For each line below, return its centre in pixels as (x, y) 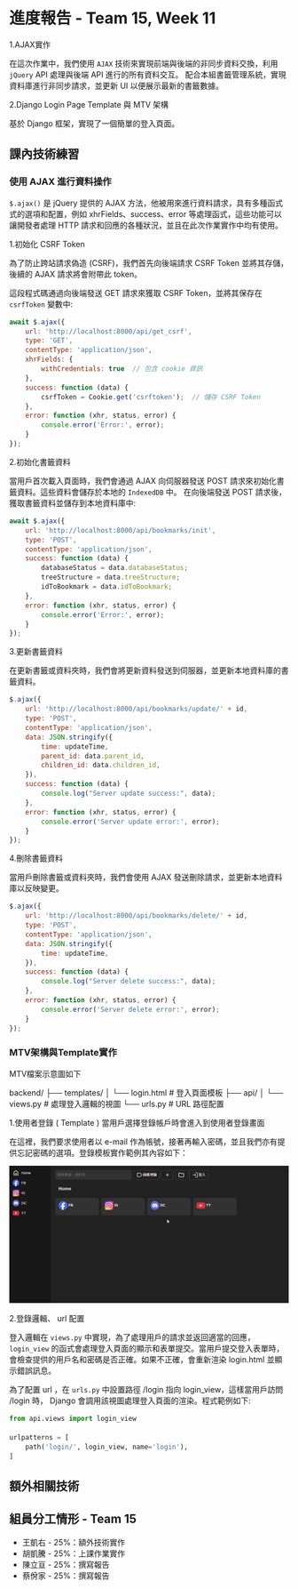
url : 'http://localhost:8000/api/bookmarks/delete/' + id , (137, 916)
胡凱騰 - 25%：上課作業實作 (74, 1553)
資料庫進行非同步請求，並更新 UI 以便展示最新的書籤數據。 (117, 85)
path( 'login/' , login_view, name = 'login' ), (107, 1447)
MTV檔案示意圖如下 (45, 1073)
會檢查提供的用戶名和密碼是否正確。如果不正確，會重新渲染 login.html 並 (142, 1360)
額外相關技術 (44, 1486)
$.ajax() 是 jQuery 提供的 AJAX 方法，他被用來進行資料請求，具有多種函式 (146, 203)
